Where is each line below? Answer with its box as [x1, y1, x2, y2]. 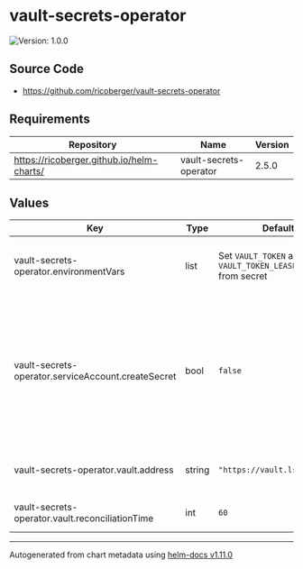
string [184, 463, 210, 476]
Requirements [9, 112, 90, 127]
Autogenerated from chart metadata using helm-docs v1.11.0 [9, 549, 233, 560]
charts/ [14, 164, 45, 177]
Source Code [9, 61, 84, 77]
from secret [217, 270, 268, 282]
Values [9, 195, 50, 210]
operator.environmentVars [14, 265, 125, 278]
